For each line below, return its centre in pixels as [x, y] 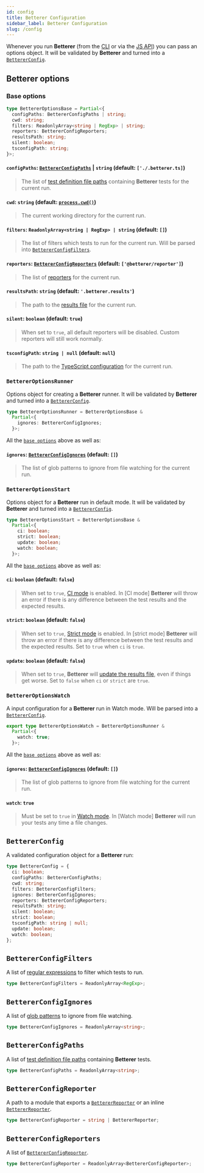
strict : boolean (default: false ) [46, 620]
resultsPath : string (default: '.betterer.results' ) [70, 291]
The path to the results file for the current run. [79, 305]
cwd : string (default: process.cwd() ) [51, 202]
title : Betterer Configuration [46, 18]
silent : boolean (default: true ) [44, 319]
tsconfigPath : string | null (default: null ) [61, 353]
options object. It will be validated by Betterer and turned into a [86, 53]
